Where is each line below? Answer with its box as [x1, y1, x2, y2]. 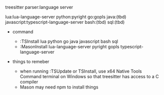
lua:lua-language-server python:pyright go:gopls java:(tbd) [5, 14, 126, 19]
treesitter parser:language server [5, 4, 73, 10]
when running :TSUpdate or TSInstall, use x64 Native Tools [19, 68, 142, 74]
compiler [19, 79, 38, 85]
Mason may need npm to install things [19, 84, 98, 90]
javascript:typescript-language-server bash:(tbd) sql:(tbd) [5, 19, 125, 25]
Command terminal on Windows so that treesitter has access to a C [19, 74, 159, 79]
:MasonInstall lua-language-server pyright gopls [19, 44, 119, 49]
